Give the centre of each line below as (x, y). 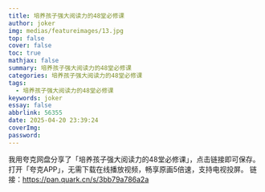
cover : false (30, 46)
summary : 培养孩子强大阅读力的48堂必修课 (70, 68)
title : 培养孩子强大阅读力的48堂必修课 (66, 16)
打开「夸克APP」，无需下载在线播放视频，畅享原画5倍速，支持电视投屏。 (128, 169)
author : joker (32, 23)
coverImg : (25, 128)
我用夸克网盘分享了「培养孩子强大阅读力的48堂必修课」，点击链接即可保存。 (134, 159)
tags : (17, 83)
